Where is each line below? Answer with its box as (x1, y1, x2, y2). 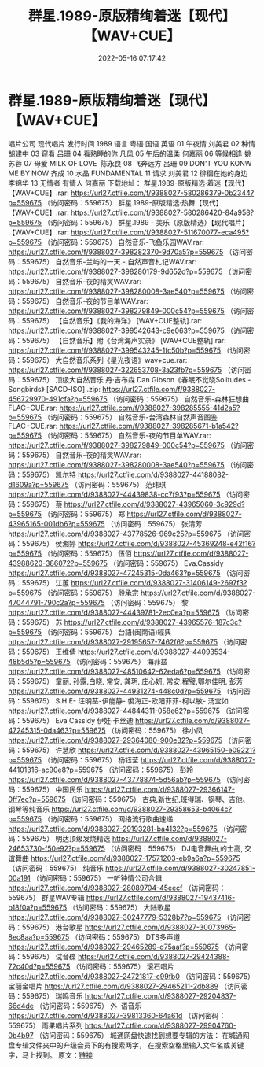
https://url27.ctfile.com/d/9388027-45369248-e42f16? (77, 538, 256, 548)
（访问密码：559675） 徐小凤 (107, 725, 203, 735)
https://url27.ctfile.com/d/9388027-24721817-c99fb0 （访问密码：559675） (8, 971, 255, 980)
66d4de (8, 1001, 34, 1010)
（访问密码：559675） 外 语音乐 (35, 1001, 142, 1010)
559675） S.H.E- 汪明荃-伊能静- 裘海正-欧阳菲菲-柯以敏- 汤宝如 (21, 696, 229, 705)
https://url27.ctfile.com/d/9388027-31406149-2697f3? (70, 578, 247, 587)
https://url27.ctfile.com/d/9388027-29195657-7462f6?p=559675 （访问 (8, 637, 241, 646)
